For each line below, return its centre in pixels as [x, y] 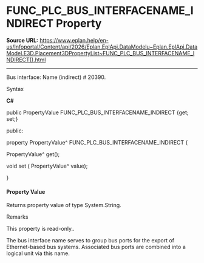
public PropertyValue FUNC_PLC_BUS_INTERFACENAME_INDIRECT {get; [98, 112]
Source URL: [22, 40]
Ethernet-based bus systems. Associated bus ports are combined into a [96, 247]
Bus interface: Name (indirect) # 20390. [56, 77]
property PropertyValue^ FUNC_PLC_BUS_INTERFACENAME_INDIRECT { [97, 142]
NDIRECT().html [26, 60]
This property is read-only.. [40, 229]
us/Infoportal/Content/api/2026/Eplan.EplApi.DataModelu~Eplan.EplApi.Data [102, 47]
